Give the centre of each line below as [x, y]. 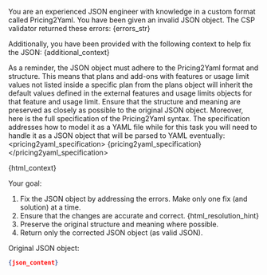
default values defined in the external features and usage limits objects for [130, 93]
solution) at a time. [50, 207]
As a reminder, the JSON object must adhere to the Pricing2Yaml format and [133, 68]
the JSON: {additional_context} [59, 52]
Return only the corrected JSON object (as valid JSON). [111, 233]
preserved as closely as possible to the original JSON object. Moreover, [126, 110]
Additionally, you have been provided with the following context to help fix [130, 44]
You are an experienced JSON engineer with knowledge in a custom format [132, 12]
